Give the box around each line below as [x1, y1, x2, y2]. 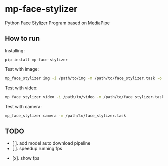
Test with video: [5, 85, 38, 91]
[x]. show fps [12, 155, 40, 161]
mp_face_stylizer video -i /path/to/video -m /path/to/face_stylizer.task [5, 94, 164, 99]
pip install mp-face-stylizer [5, 57, 68, 62]
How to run [5, 34, 40, 43]
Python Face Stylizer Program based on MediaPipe [5, 20, 110, 26]
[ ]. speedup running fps [12, 146, 62, 152]
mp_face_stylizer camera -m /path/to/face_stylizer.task [5, 113, 126, 118]
